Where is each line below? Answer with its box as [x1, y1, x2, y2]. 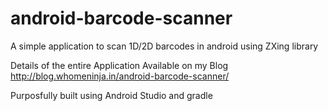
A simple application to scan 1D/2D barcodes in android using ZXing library [10, 40, 319, 52]
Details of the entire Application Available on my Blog [10, 59, 229, 71]
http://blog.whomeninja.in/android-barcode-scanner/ [10, 70, 230, 82]
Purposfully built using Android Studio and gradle [10, 89, 213, 101]
